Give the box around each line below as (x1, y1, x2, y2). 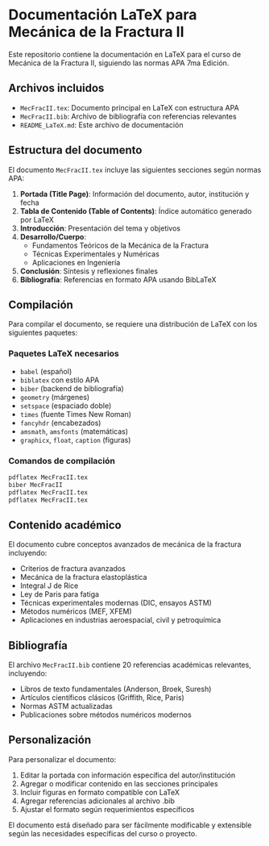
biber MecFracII (8, 481, 63, 489)
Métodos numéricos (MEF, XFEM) (19, 606, 133, 616)
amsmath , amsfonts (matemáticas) (19, 426, 129, 436)
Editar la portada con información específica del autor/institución (19, 770, 236, 780)
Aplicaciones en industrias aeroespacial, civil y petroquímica (19, 615, 221, 625)
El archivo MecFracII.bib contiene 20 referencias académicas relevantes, (8, 660, 251, 670)
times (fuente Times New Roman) (19, 409, 131, 419)
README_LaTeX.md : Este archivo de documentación (19, 119, 184, 130)
